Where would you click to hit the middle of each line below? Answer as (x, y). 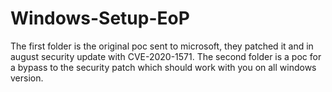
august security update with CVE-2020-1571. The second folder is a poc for (166, 56)
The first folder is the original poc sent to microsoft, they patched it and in (162, 46)
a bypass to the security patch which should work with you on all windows (163, 67)
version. (27, 78)
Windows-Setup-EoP (100, 18)
